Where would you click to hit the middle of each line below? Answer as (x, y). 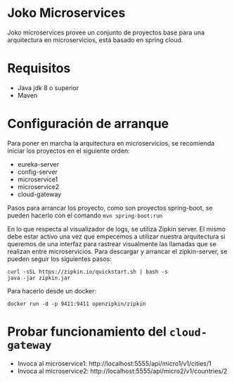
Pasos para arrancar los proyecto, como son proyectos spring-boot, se (110, 208)
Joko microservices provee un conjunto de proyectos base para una (106, 32)
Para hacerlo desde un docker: (52, 291)
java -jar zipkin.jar (39, 278)
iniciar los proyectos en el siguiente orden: (69, 151)
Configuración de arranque (88, 124)
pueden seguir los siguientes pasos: (60, 259)
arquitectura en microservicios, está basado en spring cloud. (95, 39)
